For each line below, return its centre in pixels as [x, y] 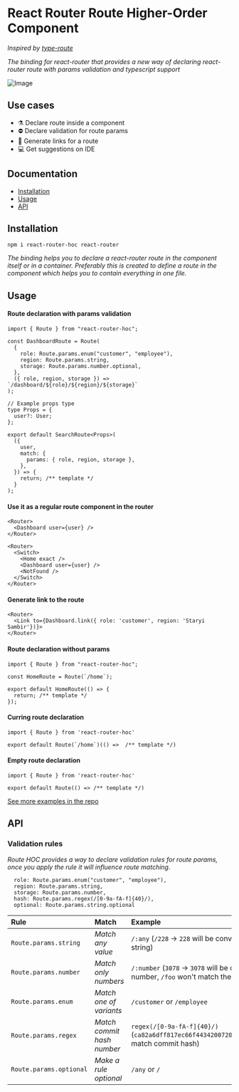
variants [108, 1010]
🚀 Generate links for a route [58, 141]
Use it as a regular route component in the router [81, 506]
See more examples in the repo [53, 801]
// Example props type [41, 404]
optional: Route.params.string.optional [74, 905]
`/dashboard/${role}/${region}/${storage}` [73, 385]
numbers [109, 981]
